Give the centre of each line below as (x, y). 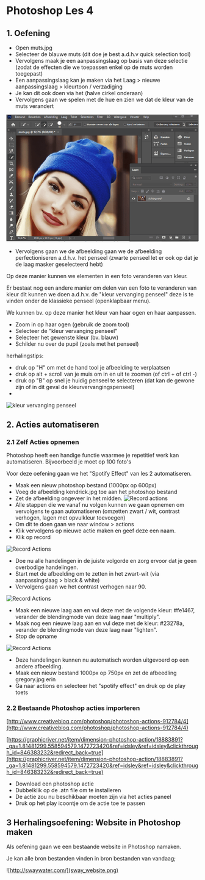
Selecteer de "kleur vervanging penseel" (66, 331)
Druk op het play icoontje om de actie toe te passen (80, 803)
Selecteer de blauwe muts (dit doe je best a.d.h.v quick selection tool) (103, 54)
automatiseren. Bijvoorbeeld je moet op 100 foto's (69, 462)
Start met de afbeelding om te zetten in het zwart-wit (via (87, 573)
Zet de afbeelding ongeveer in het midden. (69, 498)
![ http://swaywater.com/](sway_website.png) (63, 870)
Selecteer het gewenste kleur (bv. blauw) (67, 338)
